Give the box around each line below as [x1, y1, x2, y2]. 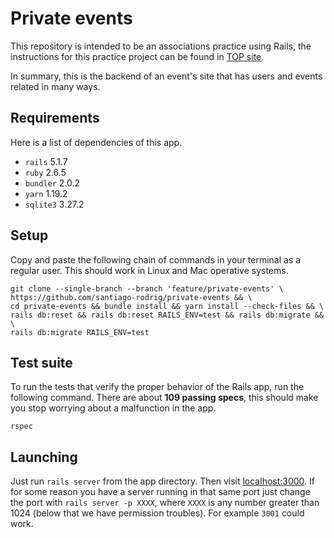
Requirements [10, 110, 100, 127]
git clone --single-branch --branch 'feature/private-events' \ [10, 283, 284, 294]
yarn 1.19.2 [24, 187, 68, 199]
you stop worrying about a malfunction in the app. [10, 402, 217, 414]
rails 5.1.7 [24, 155, 68, 167]
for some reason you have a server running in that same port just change [10, 486, 311, 498]
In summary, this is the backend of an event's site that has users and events [10, 70, 323, 82]
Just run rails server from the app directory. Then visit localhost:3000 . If [10, 475, 316, 487]
